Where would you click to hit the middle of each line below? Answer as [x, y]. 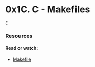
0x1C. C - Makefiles [48, 9]
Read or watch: [22, 48]
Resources [19, 36]
